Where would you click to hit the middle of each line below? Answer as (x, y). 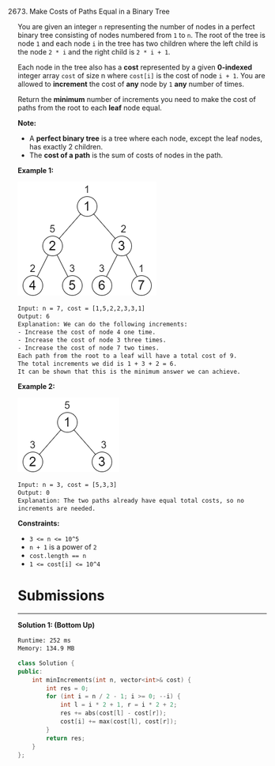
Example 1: (36, 170)
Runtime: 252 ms (44, 640)
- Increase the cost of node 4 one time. (87, 332)
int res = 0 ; (68, 688)
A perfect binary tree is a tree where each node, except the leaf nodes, (146, 138)
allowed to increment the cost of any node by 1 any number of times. (131, 84)
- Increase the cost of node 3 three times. (92, 340)
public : (30, 671)
